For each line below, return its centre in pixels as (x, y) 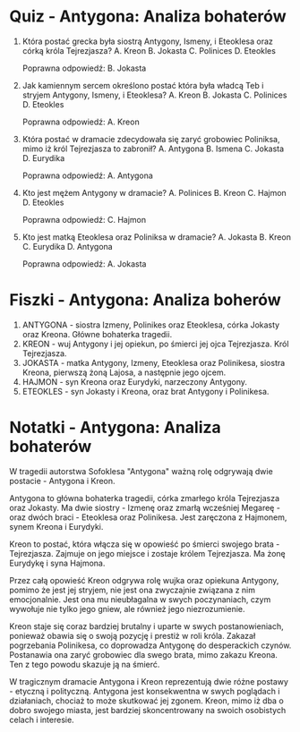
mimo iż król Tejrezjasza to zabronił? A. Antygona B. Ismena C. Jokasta (153, 149)
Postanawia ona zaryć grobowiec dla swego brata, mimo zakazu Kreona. (143, 654)
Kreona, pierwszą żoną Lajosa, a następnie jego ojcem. (124, 372)
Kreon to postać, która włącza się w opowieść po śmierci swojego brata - (145, 544)
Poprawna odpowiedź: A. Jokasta (84, 264)
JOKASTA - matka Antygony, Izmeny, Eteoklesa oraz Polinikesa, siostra (154, 362)
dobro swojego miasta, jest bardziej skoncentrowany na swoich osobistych (148, 710)
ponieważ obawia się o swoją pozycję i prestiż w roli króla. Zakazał (133, 635)
